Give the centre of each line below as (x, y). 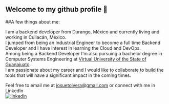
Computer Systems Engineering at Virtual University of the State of (76, 59)
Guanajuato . (18, 64)
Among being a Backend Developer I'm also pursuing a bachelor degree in (84, 53)
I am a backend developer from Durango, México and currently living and (82, 32)
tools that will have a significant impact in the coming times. (68, 75)
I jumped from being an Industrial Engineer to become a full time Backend (83, 43)
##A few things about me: (33, 22)
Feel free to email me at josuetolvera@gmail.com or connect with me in (80, 85)
